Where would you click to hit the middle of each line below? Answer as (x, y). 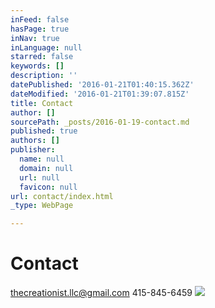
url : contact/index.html (62, 196)
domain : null (46, 168)
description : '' (44, 76)
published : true (44, 131)
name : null (42, 159)
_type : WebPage (42, 206)
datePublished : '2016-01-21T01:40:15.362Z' (102, 85)
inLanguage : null (46, 47)
